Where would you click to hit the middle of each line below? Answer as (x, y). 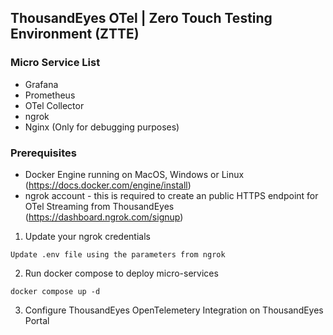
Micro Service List (55, 63)
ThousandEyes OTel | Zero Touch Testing (141, 18)
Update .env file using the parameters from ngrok (118, 254)
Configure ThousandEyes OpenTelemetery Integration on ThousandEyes (174, 310)
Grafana (41, 84)
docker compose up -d (55, 291)
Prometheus (50, 95)
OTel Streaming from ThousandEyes (99, 206)
